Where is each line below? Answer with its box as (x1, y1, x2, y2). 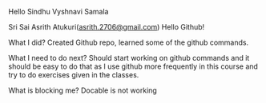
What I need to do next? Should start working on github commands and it (8, 53, 250, 62)
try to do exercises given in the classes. (8, 70, 139, 79)
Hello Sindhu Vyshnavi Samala (8, 7, 109, 16)
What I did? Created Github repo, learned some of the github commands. (8, 38, 249, 47)
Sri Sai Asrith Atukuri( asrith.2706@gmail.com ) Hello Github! (8, 22, 205, 31)
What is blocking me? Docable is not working (8, 85, 158, 95)
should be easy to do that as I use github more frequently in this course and (8, 61, 259, 71)
